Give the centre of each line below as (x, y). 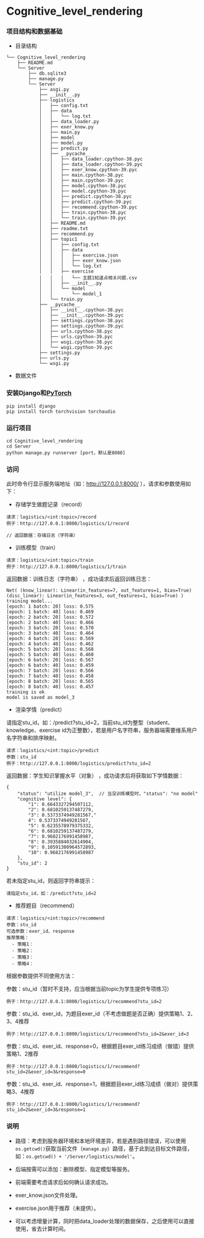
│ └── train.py (61, 300)
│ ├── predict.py (63, 149)
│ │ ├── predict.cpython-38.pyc (85, 197)
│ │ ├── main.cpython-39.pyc (81, 181)
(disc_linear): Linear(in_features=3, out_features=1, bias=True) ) (95, 596)
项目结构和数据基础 (34, 32)
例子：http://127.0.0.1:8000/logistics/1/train (66, 567)
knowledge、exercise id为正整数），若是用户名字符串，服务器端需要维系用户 (102, 730)
